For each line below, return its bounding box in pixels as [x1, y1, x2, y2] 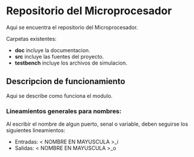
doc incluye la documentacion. [14, 46, 91, 54]
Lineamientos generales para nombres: [6, 107, 122, 115]
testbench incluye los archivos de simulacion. [14, 59, 128, 66]
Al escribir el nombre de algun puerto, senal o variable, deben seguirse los [6, 120, 189, 128]
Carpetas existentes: [6, 35, 57, 42]
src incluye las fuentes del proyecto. [14, 53, 104, 60]
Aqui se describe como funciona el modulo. [6, 92, 113, 99]
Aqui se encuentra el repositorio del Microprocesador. [6, 24, 138, 31]
